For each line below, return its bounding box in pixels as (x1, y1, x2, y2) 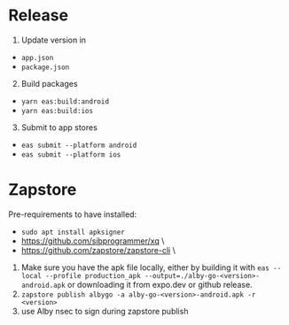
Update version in (20, 35, 86, 45)
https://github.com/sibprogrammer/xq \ (20, 236, 165, 246)
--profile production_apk (44, 271, 141, 280)
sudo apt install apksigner (20, 228, 125, 236)
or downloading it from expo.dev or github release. (66, 279, 254, 290)
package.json (20, 63, 70, 72)
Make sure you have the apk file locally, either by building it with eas (20, 262, 269, 273)
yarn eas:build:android (20, 97, 110, 106)
